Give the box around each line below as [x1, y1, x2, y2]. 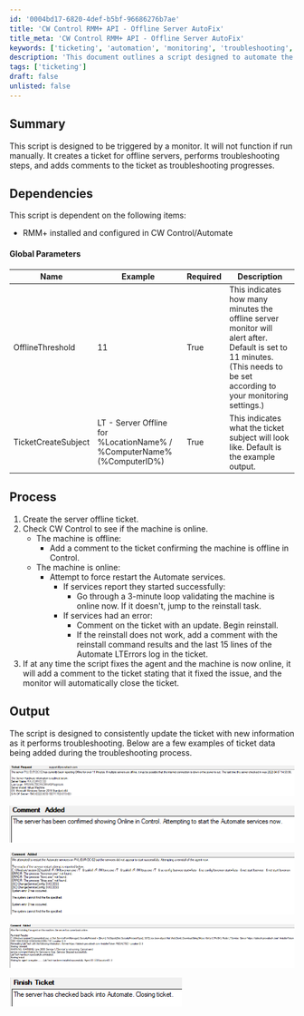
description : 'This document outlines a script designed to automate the [9, 53, 294, 63]
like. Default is [229, 441, 282, 453]
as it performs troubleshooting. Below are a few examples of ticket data [9, 738, 276, 748]
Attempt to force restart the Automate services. [49, 571, 226, 582]
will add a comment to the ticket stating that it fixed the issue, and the [22, 668, 282, 679]
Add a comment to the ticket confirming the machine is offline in [49, 542, 290, 553]
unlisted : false [9, 82, 71, 91]
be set [229, 371, 253, 382]
